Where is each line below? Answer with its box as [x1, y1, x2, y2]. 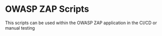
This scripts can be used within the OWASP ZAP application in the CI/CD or [5, 20, 157, 26]
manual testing [5, 25, 35, 31]
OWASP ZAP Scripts [5, 3, 89, 15]
